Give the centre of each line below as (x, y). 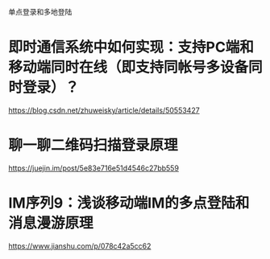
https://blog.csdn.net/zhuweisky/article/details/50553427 (104, 110)
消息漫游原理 (51, 223)
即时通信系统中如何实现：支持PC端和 (131, 47)
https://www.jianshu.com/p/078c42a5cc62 (80, 246)
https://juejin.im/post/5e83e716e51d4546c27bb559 (94, 168)
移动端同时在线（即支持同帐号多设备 (129, 68)
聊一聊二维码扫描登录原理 (93, 145)
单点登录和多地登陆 (40, 12)
